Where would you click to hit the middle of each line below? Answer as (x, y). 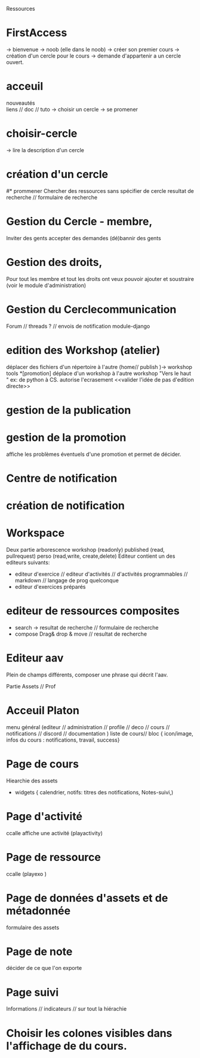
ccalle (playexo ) (26, 873)
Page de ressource (54, 857)
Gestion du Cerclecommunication (91, 309)
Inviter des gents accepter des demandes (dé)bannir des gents (84, 238)
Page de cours (43, 764)
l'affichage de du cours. (67, 1046)
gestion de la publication (69, 410)
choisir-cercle (42, 134)
